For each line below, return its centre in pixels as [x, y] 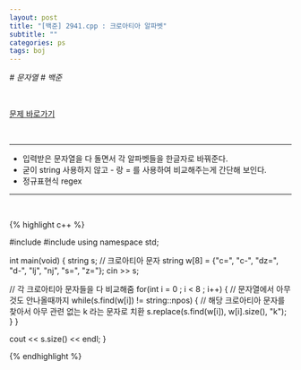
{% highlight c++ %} [47, 225]
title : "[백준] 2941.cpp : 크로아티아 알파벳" [88, 26]
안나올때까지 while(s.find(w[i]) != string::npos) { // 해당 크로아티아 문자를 [155, 300]
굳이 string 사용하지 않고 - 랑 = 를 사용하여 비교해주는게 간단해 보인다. [144, 170]
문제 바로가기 [32, 114]
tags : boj [28, 51]
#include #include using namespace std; [84, 242]
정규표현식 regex [52, 181]
